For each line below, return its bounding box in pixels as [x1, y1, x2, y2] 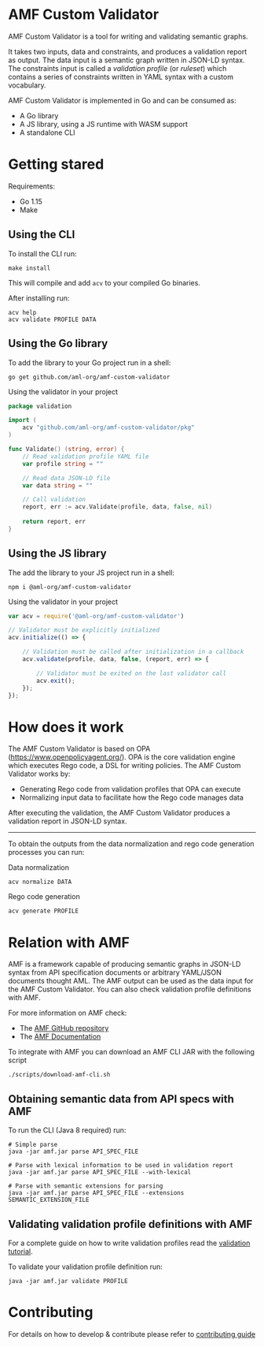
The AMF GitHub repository [19, 1024, 109, 1033]
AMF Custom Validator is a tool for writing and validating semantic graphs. [8, 32, 249, 41]
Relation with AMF [8, 933, 130, 951]
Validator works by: [8, 769, 71, 778]
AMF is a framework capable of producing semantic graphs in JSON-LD [8, 960, 241, 969]
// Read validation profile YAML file [22, 452, 149, 461]
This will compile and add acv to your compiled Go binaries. [8, 278, 200, 287]
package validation [8, 402, 72, 410]
